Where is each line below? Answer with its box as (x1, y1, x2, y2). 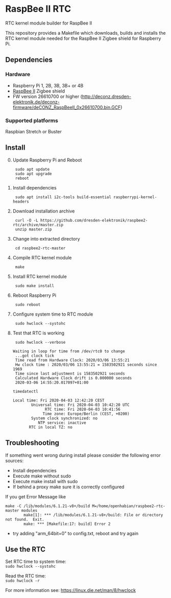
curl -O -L (15, 218, 38, 223)
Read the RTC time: (5, 573, 46, 579)
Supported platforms (5, 117, 59, 124)
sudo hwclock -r (5, 578, 40, 584)
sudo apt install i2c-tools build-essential (15, 195, 111, 200)
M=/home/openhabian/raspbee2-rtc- (92, 504, 166, 509)
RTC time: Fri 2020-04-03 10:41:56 (45, 406, 121, 412)
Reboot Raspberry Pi (12, 292, 57, 298)
